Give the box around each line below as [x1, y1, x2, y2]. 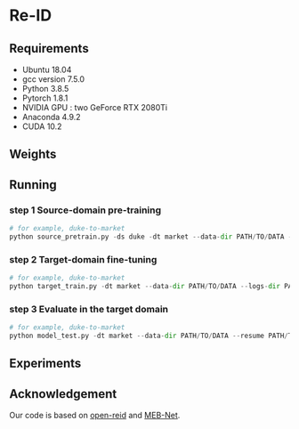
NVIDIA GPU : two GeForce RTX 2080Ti [21, 102, 167, 112]
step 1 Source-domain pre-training [9, 204, 162, 216]
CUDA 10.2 [21, 121, 62, 132]
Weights [9, 147, 57, 162]
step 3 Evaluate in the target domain [9, 303, 169, 315]
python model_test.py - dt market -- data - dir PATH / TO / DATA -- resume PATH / [9, 331, 289, 341]
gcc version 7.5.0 [21, 74, 85, 85]
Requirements [9, 41, 89, 56]
